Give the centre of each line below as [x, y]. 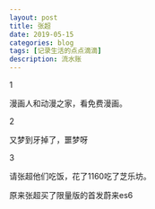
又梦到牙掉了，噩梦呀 [48, 139]
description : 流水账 [46, 59]
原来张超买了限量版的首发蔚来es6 [71, 195]
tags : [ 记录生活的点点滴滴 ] [56, 51]
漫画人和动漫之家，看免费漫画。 [68, 103]
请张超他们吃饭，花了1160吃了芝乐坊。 [80, 176]
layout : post [34, 17]
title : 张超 [30, 26]
